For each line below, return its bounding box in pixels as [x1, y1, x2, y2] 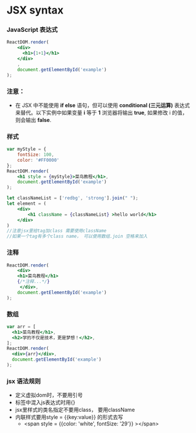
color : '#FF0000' [17, 157, 60, 163]
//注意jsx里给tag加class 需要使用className [6, 228, 107, 234]
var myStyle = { [6, 146, 46, 152]
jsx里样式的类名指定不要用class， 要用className [15, 407, 136, 414]
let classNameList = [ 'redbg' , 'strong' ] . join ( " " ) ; [6, 195, 138, 201]
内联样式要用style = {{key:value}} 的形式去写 [15, 414, 123, 421]
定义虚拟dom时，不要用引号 [15, 392, 83, 399]
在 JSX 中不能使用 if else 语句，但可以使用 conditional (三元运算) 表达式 [15, 101, 190, 109]
